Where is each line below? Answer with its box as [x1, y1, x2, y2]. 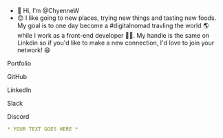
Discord [7, 113, 30, 120]
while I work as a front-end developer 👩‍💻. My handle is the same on [17, 32, 210, 39]
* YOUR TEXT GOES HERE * [7, 126, 78, 133]
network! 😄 [17, 46, 51, 54]
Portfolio [7, 59, 32, 67]
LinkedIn [7, 86, 32, 94]
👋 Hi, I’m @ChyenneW [17, 7, 80, 14]
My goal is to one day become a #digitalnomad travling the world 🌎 [17, 21, 210, 30]
